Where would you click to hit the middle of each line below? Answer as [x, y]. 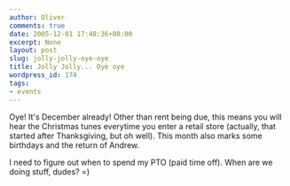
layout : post [33, 50]
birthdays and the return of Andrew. [74, 145]
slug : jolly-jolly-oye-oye [59, 58]
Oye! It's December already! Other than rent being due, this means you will [145, 117]
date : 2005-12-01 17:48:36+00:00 [71, 34]
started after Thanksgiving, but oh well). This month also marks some [136, 136]
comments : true [37, 26]
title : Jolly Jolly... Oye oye [67, 67]
